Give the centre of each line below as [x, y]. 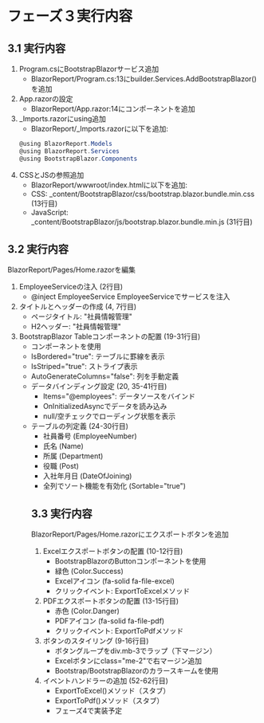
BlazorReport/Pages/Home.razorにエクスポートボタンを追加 [130, 534]
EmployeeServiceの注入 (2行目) [71, 287]
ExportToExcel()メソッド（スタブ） [112, 691]
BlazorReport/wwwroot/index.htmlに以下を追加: [109, 185]
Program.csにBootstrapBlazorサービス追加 [89, 69]
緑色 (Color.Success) [89, 572]
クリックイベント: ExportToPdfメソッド [119, 631]
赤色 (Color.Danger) [87, 611]
